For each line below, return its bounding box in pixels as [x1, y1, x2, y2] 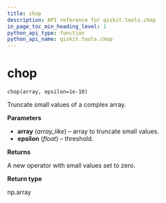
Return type [7, 175, 43, 183]
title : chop [7, 10, 41, 17]
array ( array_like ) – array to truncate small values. [17, 127, 159, 135]
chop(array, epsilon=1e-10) [7, 88, 89, 95]
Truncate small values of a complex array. [7, 101, 127, 109]
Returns [7, 148, 31, 156]
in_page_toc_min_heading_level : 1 [7, 23, 107, 30]
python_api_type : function [7, 29, 85, 37]
